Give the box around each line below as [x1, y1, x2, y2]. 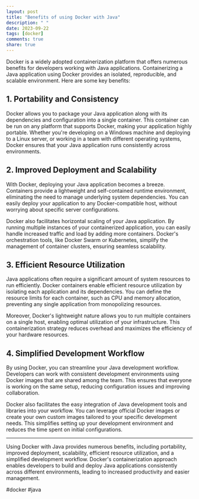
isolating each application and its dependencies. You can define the [6, 288, 172, 295]
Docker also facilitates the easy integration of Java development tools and [6, 401, 187, 408]
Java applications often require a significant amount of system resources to [6, 275, 191, 282]
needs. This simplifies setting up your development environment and [6, 419, 174, 427]
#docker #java [6, 486, 41, 493]
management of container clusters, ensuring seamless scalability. [6, 243, 166, 250]
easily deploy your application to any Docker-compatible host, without [6, 199, 178, 206]
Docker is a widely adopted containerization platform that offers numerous [6, 58, 188, 65]
